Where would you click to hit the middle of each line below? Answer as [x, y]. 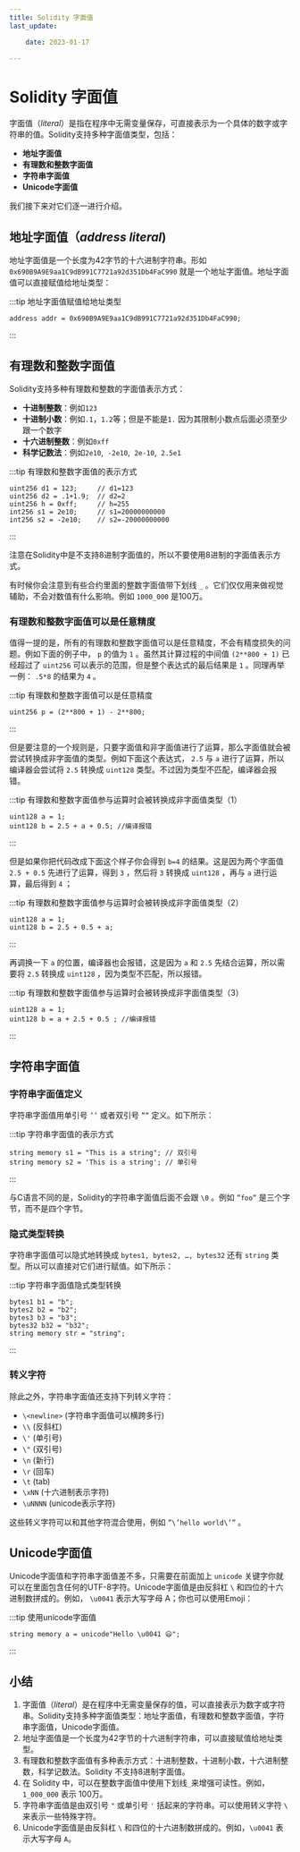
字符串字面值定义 [46, 1094]
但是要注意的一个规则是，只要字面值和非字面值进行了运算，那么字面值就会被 [150, 747]
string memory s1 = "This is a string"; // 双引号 [104, 1152]
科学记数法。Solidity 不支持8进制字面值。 [114, 1771]
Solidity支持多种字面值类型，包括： [112, 134]
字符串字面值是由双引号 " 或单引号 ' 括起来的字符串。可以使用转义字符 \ [155, 1805]
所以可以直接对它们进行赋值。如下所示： [99, 1266]
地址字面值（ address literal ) [88, 237]
